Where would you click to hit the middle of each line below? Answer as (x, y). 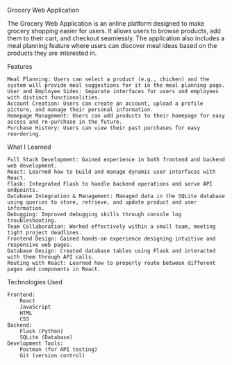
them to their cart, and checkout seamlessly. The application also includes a (116, 38)
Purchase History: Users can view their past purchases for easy (103, 128)
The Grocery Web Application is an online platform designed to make (106, 23)
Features (20, 66)
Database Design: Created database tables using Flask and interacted (111, 251)
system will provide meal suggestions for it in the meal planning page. (116, 86)
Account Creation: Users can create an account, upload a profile (105, 104)
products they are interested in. (52, 53)
